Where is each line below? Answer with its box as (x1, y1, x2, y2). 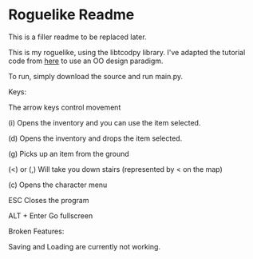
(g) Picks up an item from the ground (8, 149, 129, 158)
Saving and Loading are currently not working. (8, 241, 161, 251)
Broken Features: (8, 226, 65, 236)
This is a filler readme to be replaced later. (8, 32, 147, 42)
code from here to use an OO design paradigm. (8, 56, 164, 66)
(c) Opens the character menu (8, 180, 108, 189)
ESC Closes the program (8, 195, 89, 205)
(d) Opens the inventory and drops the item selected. (8, 133, 183, 143)
